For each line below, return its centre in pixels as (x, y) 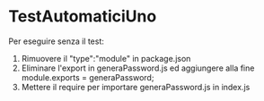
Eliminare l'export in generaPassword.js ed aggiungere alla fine (138, 68)
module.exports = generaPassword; (88, 77)
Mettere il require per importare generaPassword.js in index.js (136, 87)
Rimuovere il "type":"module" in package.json (106, 58)
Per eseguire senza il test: (57, 41)
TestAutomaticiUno (83, 17)
